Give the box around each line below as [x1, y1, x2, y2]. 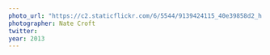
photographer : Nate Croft [8, 19, 95, 27]
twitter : [8, 27, 38, 35]
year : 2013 [8, 34, 45, 43]
